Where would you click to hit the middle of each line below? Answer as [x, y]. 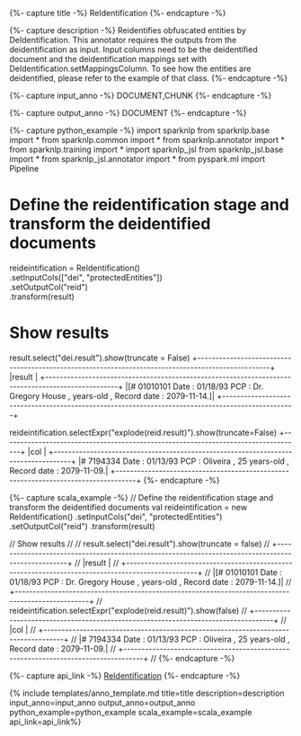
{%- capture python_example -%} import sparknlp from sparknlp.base [139, 130]
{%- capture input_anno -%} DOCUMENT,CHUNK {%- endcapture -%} [141, 95]
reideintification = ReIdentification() [75, 268]
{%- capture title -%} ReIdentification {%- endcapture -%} [118, 13]
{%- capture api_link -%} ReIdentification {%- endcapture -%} [125, 675]
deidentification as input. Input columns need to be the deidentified [133, 49]
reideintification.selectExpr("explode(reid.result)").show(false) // [128, 610]
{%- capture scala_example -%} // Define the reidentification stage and [142, 497]
